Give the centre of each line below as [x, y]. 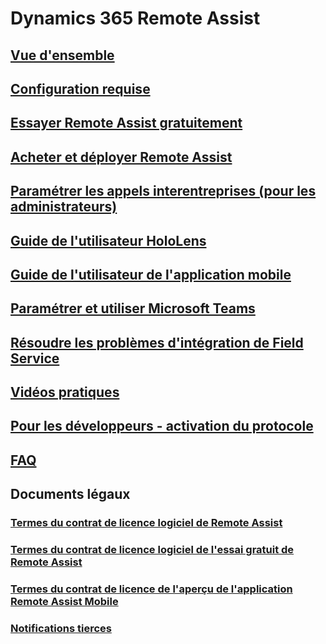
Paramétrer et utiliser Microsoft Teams [133, 308]
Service [35, 358]
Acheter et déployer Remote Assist [121, 157]
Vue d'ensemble [62, 55]
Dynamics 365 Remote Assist [135, 18]
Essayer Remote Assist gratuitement [126, 123]
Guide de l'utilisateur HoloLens [108, 240]
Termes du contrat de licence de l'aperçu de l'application [151, 589]
